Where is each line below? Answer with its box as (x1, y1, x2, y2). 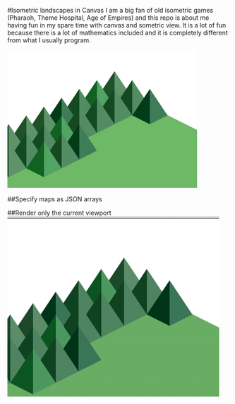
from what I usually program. (7, 36, 92, 44)
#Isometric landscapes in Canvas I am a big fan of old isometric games (7, 6, 214, 14)
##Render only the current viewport (7, 208, 112, 217)
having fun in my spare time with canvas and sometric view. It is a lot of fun (7, 21, 227, 29)
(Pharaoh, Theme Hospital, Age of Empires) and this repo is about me (7, 13, 210, 22)
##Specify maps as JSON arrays (7, 195, 102, 203)
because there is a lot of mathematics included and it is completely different (7, 28, 228, 37)
